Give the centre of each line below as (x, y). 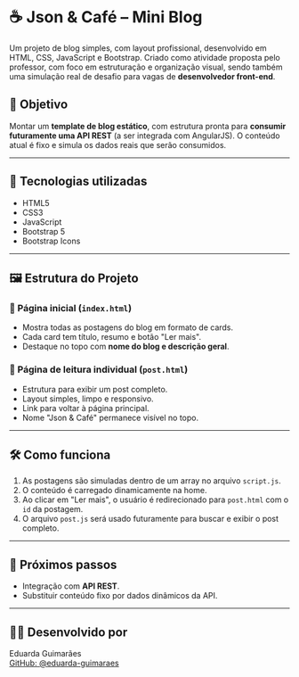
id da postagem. (53, 509)
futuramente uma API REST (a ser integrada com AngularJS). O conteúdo (145, 136)
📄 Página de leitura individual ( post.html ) (99, 369)
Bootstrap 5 (44, 231)
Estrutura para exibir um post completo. (95, 389)
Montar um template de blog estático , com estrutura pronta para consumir (148, 126)
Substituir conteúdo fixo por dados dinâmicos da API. (120, 596)
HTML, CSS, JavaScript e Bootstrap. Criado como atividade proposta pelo (145, 57)
